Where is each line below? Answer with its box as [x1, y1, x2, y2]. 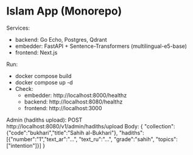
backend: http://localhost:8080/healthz [24, 98, 123, 105]
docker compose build [15, 72, 72, 79]
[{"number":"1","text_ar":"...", [6, 135, 78, 143]
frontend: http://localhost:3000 [24, 104, 102, 111]
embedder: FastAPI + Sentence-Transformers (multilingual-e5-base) [15, 42, 188, 50]
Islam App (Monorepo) [6, 4, 122, 18]
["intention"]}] [6, 142, 41, 149]
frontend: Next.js [15, 48, 58, 56]
